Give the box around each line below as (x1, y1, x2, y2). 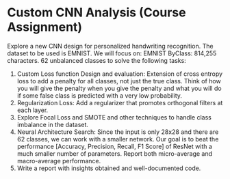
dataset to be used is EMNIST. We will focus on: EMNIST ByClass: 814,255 (7, 49, 217, 57)
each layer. (16, 106, 49, 114)
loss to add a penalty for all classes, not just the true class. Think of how (16, 77, 221, 85)
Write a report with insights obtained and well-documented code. (16, 164, 201, 172)
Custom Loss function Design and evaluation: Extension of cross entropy (16, 70, 223, 78)
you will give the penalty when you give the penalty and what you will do (16, 84, 222, 92)
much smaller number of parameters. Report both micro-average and (16, 149, 213, 158)
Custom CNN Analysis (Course (7, 5, 186, 20)
